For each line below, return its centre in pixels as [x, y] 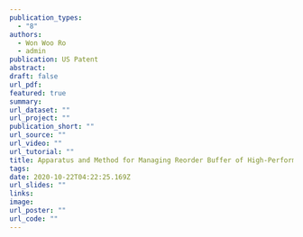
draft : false [34, 77]
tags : [19, 169]
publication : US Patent [54, 59]
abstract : [28, 68]
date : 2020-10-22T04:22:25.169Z [70, 177]
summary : [26, 101]
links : [22, 194]
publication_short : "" [52, 127]
